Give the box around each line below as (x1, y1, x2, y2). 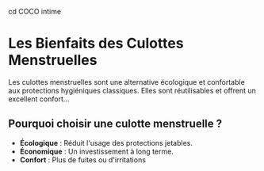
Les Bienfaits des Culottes (8, 35, 184, 52)
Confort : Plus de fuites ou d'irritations (19, 154, 147, 165)
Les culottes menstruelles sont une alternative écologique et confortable (8, 77, 246, 86)
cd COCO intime (8, 7, 62, 16)
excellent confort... (8, 94, 70, 104)
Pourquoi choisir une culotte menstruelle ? (8, 117, 223, 131)
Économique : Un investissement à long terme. (19, 146, 174, 156)
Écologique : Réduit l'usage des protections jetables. (19, 138, 193, 147)
